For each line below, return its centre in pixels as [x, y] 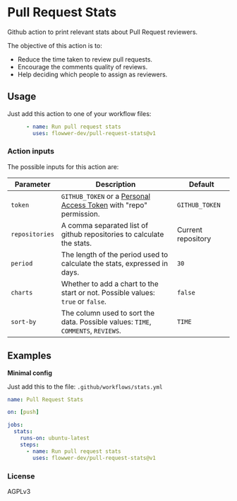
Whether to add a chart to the [110, 284]
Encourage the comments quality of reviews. [83, 67]
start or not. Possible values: [108, 292]
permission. [80, 214]
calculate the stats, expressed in [114, 263]
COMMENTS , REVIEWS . [91, 330]
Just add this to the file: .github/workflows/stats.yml [85, 386]
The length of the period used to [115, 254]
